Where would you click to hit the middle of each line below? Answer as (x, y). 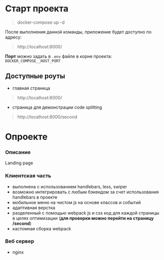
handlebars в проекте (35, 197)
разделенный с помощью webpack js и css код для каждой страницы (86, 213)
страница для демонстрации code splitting (57, 107)
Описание (18, 152)
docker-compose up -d (41, 22)
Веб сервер (20, 241)
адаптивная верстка (34, 208)
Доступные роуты (35, 76)
